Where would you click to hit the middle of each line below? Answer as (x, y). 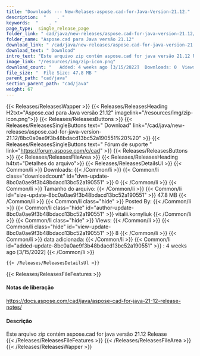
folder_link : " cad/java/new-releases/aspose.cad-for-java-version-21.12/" (102, 34)
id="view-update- (89, 227)
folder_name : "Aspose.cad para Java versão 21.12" (70, 39)
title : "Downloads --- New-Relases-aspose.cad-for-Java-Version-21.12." (98, 12)
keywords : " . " (32, 23)
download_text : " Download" (41, 51)
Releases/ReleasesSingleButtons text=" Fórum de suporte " (79, 144)
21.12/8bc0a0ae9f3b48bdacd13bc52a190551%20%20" (74, 138)
